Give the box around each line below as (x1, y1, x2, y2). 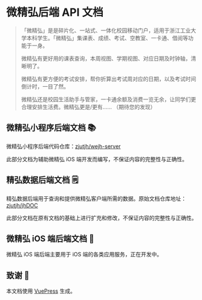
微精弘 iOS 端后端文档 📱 (6, 233, 95, 244)
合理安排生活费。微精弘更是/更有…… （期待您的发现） (21, 103, 156, 110)
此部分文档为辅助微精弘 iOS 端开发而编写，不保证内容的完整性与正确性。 (6, 155, 187, 162)
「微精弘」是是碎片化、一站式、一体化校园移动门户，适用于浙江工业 (21, 27, 191, 34)
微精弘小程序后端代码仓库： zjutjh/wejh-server (6, 142, 121, 150)
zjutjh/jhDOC (6, 201, 38, 209)
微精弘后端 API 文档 (6, 5, 104, 19)
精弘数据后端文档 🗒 (6, 175, 79, 185)
